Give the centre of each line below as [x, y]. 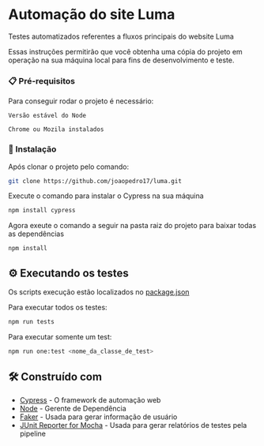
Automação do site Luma [92, 15]
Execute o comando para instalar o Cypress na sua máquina [106, 196]
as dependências [36, 234]
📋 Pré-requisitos [41, 81]
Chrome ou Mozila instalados [56, 129]
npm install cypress [42, 211]
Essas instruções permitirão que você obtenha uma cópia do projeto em [125, 51]
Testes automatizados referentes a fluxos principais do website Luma [121, 36]
